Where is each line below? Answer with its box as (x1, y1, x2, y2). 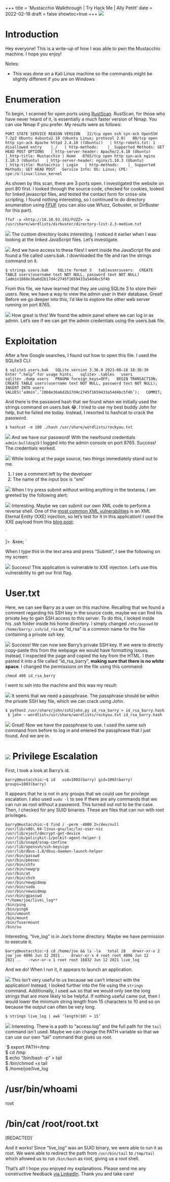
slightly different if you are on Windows (12, 76, 95, 82)
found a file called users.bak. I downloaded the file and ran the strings (5, 252, 152, 258)
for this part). (5, 207, 33, 213)
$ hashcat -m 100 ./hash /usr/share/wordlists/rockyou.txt (5, 425, 133, 430)
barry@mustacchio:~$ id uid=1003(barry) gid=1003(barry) (5, 777, 133, 782)
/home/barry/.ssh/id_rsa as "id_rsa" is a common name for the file (5, 626, 146, 632)
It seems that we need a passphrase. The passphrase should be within (11, 692, 159, 699)
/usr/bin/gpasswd (5, 893, 42, 898)
